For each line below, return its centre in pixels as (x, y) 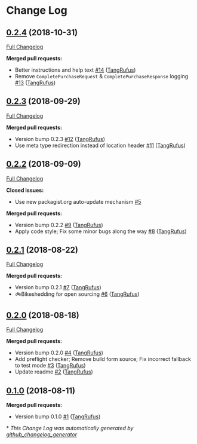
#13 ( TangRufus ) (35, 82)
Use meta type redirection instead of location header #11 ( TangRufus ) (100, 145)
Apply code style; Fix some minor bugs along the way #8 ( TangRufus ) (101, 231)
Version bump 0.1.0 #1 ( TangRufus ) (58, 417)
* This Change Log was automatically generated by (70, 428)
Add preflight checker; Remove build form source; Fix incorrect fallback (103, 359)
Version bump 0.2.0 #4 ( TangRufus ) (59, 353)
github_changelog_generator (42, 434)
